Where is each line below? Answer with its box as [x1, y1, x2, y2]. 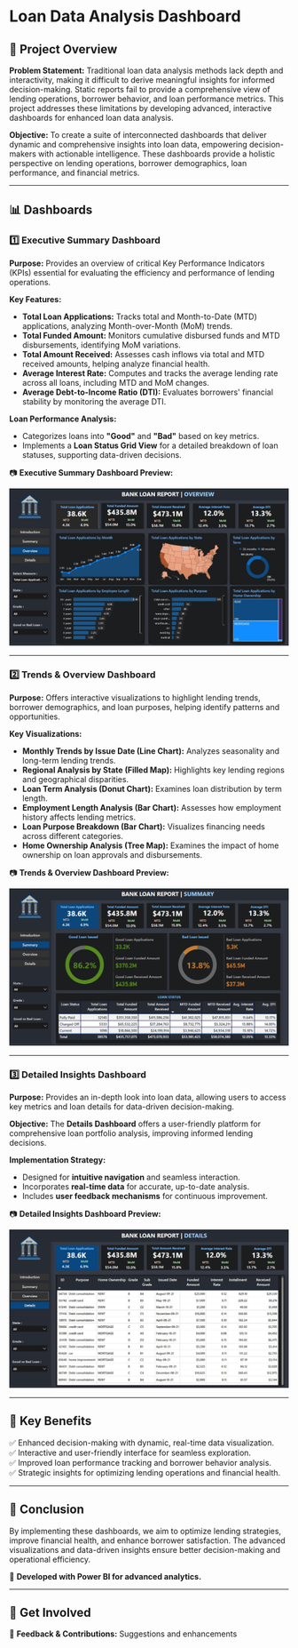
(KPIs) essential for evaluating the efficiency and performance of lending [9, 267, 275, 277]
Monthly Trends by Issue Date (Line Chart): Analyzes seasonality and [21, 745, 280, 756]
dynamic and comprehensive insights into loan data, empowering [9, 140, 248, 149]
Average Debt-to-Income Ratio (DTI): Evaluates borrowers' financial [21, 387, 273, 397]
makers [9, 148, 37, 159]
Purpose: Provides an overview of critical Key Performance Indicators [9, 258, 265, 268]
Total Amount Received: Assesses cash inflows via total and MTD [21, 348, 265, 359]
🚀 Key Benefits [9, 1413, 92, 1428]
